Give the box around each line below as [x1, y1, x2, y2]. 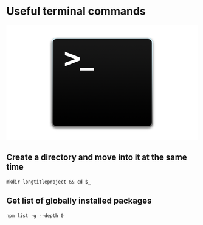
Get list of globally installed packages [6, 195, 152, 205]
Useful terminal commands [6, 4, 146, 18]
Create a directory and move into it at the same [6, 152, 187, 162]
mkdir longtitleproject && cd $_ [6, 179, 91, 185]
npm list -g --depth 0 [6, 212, 64, 219]
